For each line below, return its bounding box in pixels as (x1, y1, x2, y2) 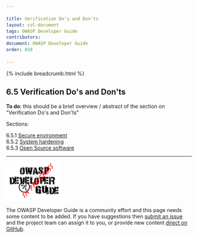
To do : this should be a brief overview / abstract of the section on (6, 103, 165, 110)
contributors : (6, 34, 41, 41)
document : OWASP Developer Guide (6, 41, 88, 47)
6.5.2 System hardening (6, 138, 64, 145)
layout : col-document (6, 22, 60, 28)
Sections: (6, 120, 29, 127)
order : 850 (6, 47, 33, 53)
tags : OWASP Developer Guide (6, 28, 78, 34)
